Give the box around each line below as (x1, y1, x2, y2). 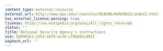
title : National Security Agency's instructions (5, 30, 106, 34)
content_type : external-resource (5, 7, 73, 12)
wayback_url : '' (5, 39, 38, 44)
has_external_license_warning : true (5, 16, 80, 21)
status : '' (5, 25, 27, 30)
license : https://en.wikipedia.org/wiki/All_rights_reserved (5, 20, 132, 26)
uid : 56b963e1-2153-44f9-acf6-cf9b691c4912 (5, 34, 95, 39)
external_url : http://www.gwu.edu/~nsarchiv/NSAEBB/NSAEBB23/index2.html (5, 12, 159, 17)
